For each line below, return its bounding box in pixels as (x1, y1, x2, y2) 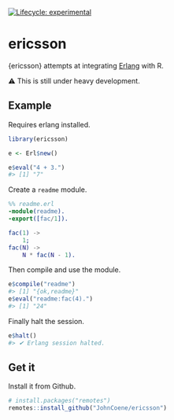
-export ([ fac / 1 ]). (8, 215, 68, 223)
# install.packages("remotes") (8, 397, 111, 405)
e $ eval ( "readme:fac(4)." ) (8, 295, 93, 303)
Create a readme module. (8, 185, 87, 194)
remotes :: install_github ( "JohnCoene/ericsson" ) (8, 404, 168, 412)
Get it (8, 361, 35, 374)
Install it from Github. (8, 381, 76, 391)
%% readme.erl (8, 201, 55, 208)
